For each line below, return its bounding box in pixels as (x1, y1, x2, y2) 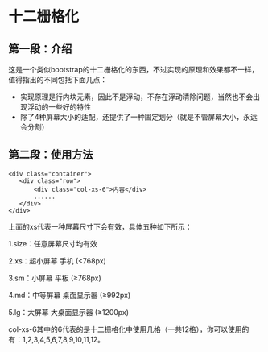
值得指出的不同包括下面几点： (8, 75, 107, 85)
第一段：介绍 (8, 42, 72, 56)
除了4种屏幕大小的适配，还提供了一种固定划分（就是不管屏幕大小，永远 (19, 112, 258, 122)
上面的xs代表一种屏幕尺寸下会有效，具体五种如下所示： (8, 222, 193, 231)
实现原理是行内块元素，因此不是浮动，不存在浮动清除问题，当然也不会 (19, 92, 254, 101)
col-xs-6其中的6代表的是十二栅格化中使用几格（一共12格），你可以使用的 (8, 324, 249, 334)
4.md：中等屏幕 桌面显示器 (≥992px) (8, 290, 131, 300)
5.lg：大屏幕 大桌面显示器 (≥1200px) (8, 307, 130, 317)
